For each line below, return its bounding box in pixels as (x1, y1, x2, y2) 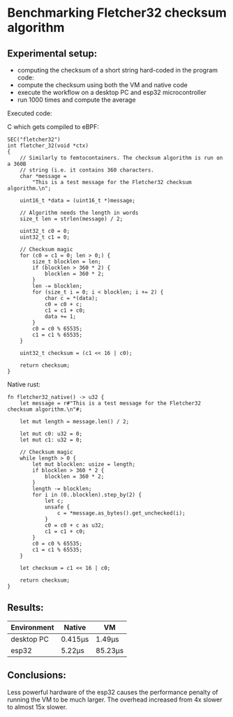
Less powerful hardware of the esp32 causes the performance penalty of (7, 688, 218, 696)
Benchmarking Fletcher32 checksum (7, 5, 227, 21)
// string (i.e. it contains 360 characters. (20, 167, 155, 174)
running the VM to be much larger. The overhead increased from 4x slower (7, 695, 223, 704)
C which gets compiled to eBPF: (7, 123, 100, 130)
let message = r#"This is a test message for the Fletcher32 (20, 400, 201, 407)
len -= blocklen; (32, 282, 82, 289)
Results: (7, 602, 44, 614)
